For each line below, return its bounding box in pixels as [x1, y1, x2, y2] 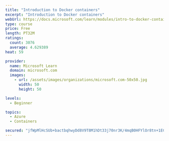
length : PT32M [5, 31, 35, 36]
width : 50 [18, 82, 39, 87]
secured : [5, 128, 24, 133]
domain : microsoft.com [10, 68, 57, 73]
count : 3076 [10, 40, 35, 45]
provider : [5, 58, 26, 63]
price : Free [5, 26, 30, 31]
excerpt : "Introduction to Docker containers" [5, 12, 105, 17]
